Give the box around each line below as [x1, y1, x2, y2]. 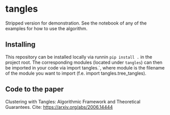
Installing [5, 40, 36, 49]
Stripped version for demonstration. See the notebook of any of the [5, 20, 147, 26]
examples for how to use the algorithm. [5, 25, 88, 31]
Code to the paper [5, 85, 64, 94]
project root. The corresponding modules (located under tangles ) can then [5, 59, 162, 65]
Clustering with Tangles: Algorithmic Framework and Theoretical [5, 98, 140, 105]
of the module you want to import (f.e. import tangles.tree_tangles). [5, 70, 147, 76]
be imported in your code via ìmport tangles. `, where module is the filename [5, 64, 165, 71]
